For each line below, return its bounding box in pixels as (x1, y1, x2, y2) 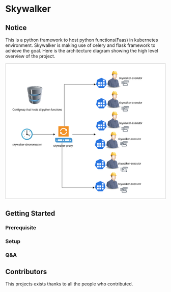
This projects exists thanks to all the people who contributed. (5, 281, 133, 287)
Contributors (5, 267, 47, 276)
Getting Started (5, 209, 55, 218)
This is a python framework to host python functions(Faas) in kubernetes (5, 37, 158, 43)
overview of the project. (5, 53, 55, 59)
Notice (5, 23, 27, 32)
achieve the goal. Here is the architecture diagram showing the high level (5, 48, 159, 54)
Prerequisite (5, 224, 37, 231)
